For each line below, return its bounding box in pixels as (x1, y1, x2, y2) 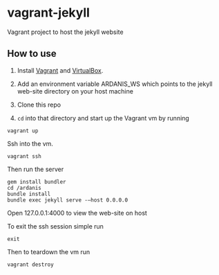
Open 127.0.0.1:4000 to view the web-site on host (7, 209, 147, 217)
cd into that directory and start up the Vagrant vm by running (17, 114, 190, 122)
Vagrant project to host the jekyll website (7, 28, 124, 36)
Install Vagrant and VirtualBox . (17, 66, 104, 74)
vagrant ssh (7, 152, 41, 160)
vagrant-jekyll (7, 5, 90, 21)
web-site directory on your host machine (17, 87, 133, 95)
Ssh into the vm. (7, 139, 54, 148)
